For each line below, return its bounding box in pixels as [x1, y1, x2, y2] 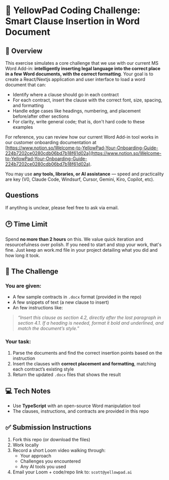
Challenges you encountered [20, 458, 81, 464]
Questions [5, 191, 39, 200]
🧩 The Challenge [5, 267, 58, 276]
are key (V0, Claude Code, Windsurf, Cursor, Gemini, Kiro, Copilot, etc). [5, 176, 155, 182]
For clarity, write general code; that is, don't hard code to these [12, 119, 145, 124]
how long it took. [5, 252, 41, 258]
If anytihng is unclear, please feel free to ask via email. [5, 204, 119, 210]
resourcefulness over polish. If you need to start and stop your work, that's [5, 242, 162, 248]
